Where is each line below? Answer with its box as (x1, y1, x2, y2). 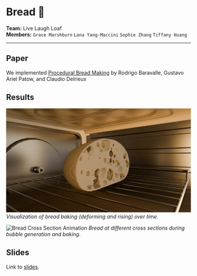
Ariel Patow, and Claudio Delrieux (6, 75, 87, 82)
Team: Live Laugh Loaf (6, 25, 62, 32)
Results (6, 92, 35, 102)
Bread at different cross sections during (88, 224, 185, 231)
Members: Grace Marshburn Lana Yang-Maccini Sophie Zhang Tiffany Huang (6, 31, 188, 38)
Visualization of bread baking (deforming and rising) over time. (6, 213, 159, 220)
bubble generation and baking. (6, 231, 81, 238)
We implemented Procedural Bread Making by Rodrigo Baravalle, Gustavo (6, 69, 184, 76)
